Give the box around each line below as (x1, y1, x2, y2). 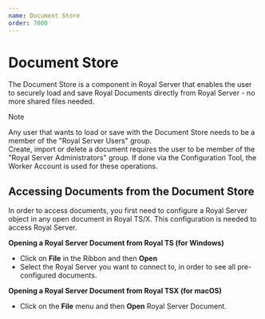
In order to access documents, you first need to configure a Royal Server (8, 206, 248, 215)
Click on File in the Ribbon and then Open (19, 254, 158, 263)
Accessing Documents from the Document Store (8, 184, 255, 198)
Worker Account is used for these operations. (8, 161, 158, 171)
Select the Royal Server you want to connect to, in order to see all (19, 262, 236, 272)
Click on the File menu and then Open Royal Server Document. (19, 301, 227, 311)
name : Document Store (8, 11, 81, 20)
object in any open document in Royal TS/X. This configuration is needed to (8, 215, 257, 224)
